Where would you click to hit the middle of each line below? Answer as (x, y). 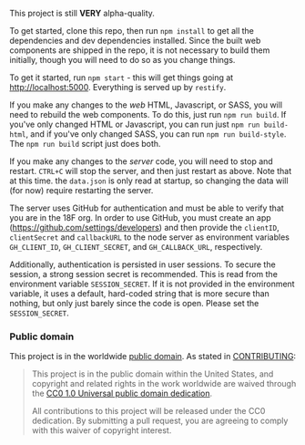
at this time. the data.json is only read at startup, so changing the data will (149, 181)
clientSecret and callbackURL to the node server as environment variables (149, 237)
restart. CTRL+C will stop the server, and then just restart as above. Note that (151, 171)
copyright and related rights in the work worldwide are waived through (164, 384)
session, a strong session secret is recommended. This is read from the (143, 274)
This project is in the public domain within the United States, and (152, 374)
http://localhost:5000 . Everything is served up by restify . (118, 87)
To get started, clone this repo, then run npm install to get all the (132, 31)
